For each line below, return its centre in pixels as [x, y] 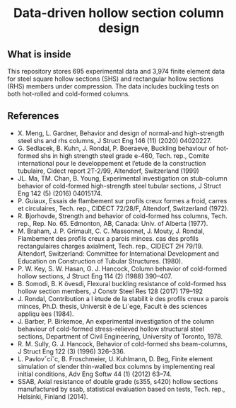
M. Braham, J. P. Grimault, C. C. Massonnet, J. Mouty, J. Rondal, [111, 231]
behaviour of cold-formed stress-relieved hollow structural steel [111, 329]
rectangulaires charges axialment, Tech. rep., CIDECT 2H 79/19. [110, 246]
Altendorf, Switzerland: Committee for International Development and [118, 254]
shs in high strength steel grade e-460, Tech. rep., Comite [125, 155]
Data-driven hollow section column [119, 13]
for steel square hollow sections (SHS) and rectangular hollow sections [111, 79]
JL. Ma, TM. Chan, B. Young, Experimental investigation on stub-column [122, 178]
